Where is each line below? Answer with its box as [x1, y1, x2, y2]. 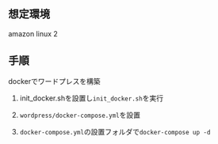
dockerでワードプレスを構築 [8, 76, 101, 85]
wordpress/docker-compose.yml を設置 [19, 110, 141, 119]
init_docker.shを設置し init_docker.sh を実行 [19, 93, 164, 103]
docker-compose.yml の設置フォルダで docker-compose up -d [19, 127, 211, 136]
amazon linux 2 [8, 28, 58, 38]
